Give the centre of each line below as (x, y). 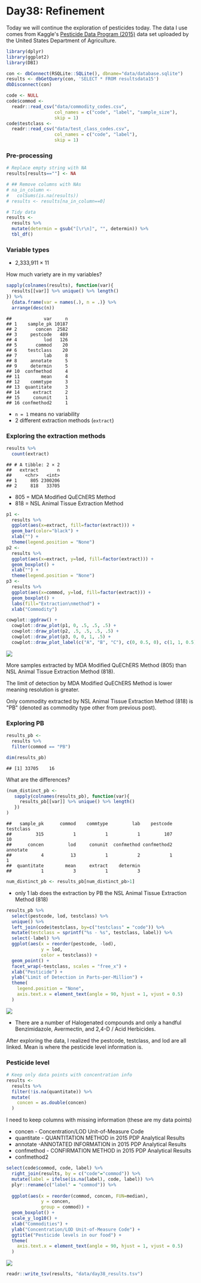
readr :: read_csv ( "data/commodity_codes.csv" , (69, 106)
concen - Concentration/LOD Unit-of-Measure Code (79, 1132)
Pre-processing (29, 156)
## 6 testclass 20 (37, 350)
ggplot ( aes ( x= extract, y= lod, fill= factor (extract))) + (83, 559)
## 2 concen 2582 (37, 329)
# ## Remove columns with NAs (44, 184)
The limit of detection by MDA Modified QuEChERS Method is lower (89, 683)
